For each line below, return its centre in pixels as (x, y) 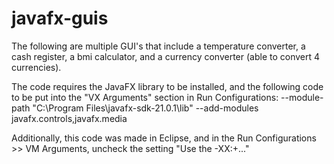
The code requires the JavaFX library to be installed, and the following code (167, 86)
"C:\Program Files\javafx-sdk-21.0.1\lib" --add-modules (145, 108)
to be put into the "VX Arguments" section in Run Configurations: (145, 97)
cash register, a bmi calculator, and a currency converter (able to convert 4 (166, 56)
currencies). (36, 67)
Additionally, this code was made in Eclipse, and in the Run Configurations (164, 138)
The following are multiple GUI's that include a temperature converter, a (158, 46)
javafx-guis (60, 18)
